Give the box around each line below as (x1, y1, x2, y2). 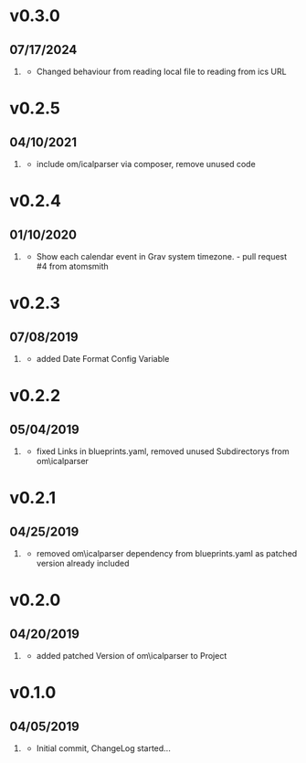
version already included (36, 558, 130, 568)
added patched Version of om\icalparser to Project (36, 651, 227, 661)
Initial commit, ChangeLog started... (36, 743, 171, 754)
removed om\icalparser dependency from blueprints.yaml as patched (36, 548, 298, 558)
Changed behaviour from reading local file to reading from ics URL (36, 66, 287, 77)
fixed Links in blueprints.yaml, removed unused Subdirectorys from (36, 446, 290, 457)
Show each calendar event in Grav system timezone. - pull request (36, 251, 288, 261)
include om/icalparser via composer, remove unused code (36, 159, 256, 169)
